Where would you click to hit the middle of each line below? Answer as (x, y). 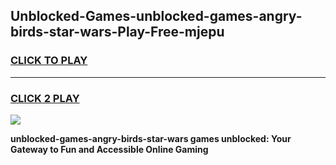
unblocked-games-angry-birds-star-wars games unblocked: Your (151, 138)
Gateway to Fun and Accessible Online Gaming (109, 149)
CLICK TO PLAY (49, 61)
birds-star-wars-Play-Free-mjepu (117, 32)
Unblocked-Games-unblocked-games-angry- (156, 16)
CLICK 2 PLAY (45, 98)
